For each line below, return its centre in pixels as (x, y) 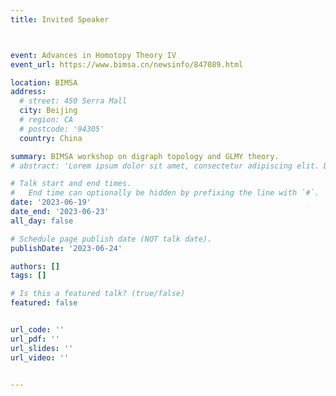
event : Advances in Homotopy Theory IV (93, 55)
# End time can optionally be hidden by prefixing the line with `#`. (165, 193)
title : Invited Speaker (60, 19)
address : (28, 92)
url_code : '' (37, 330)
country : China (51, 138)
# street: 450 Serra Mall (73, 101)
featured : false (44, 303)
